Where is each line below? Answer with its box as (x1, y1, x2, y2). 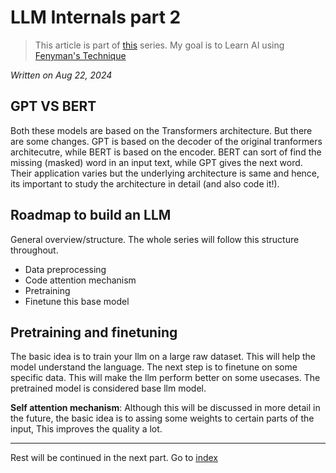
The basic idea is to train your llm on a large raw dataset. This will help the (10, 351, 316, 363)
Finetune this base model (24, 295, 130, 307)
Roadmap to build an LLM (10, 207, 172, 224)
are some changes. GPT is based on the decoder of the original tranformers (10, 135, 323, 147)
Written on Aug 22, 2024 (10, 69, 113, 81)
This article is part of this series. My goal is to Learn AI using (34, 39, 285, 51)
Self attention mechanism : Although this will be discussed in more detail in (10, 402, 321, 414)
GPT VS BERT (10, 98, 97, 115)
